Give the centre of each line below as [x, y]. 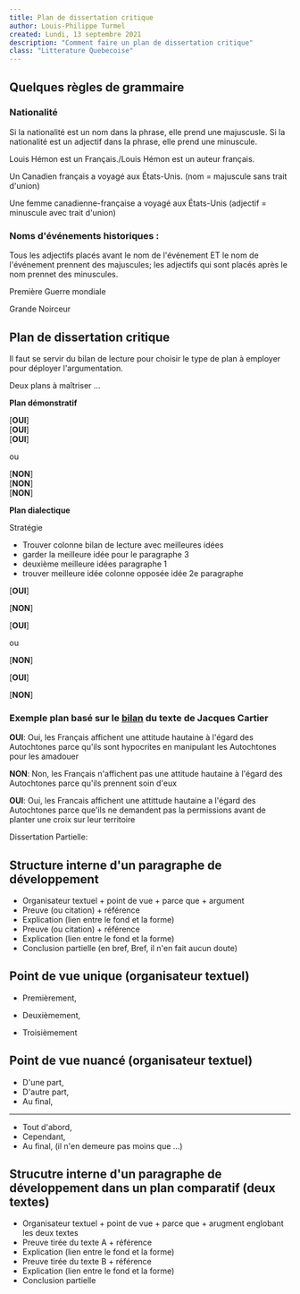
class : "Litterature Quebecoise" [71, 51]
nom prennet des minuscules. [64, 275]
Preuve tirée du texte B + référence [87, 1262]
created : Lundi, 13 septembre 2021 [75, 34]
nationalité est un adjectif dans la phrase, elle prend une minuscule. [133, 141]
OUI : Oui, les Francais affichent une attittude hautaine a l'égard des [133, 801]
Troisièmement [50, 1032]
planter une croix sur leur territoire [72, 820]
